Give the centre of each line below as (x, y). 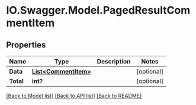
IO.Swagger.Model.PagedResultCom (98, 10)
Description (114, 61)
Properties (26, 45)
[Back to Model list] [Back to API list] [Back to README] (74, 96)
